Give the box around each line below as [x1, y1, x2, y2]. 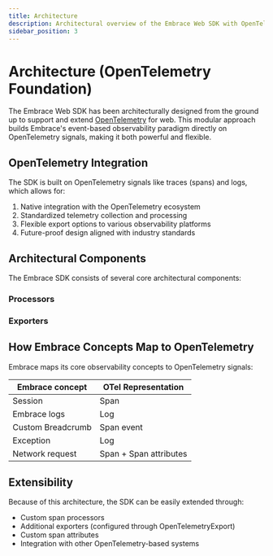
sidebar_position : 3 [8, 27, 79, 35]
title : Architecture [8, 11, 79, 20]
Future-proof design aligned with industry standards [19, 228, 196, 238]
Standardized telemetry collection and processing [19, 211, 188, 221]
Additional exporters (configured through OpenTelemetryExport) [19, 522, 236, 532]
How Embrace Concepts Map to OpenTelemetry [8, 340, 254, 354]
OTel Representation [102, 381, 184, 392]
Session [12, 395, 43, 406]
